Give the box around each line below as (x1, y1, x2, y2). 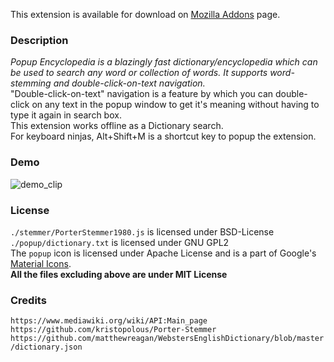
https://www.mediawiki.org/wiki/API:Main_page (10, 316, 208, 326)
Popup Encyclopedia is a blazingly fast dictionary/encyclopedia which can (10, 56, 318, 68)
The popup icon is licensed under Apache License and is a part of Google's (10, 247, 317, 259)
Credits (10, 293, 47, 307)
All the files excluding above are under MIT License (10, 268, 228, 280)
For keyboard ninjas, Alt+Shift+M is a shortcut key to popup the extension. (10, 130, 317, 143)
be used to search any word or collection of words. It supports (10, 67, 268, 79)
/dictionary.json (10, 342, 83, 353)
